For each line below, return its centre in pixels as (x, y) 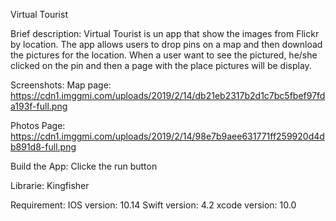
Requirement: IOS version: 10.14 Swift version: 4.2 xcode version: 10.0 (153, 205)
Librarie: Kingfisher (50, 185)
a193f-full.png (39, 106)
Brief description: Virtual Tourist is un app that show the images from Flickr (165, 33)
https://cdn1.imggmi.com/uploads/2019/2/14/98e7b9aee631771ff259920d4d (167, 136)
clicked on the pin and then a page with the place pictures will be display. (161, 65)
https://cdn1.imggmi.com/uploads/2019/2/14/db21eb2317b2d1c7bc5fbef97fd (168, 95)
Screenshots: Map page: (61, 85)
